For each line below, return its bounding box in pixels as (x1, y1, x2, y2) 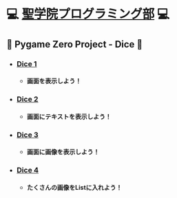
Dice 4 (16, 166, 39, 175)
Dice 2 (16, 94, 39, 104)
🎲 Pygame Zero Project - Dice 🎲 (6, 38, 143, 50)
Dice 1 (16, 59, 37, 69)
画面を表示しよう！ (26, 77, 82, 85)
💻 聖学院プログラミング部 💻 (6, 6, 170, 22)
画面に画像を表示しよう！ (26, 148, 100, 156)
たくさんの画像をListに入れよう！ (26, 183, 123, 191)
